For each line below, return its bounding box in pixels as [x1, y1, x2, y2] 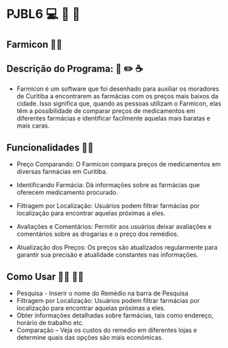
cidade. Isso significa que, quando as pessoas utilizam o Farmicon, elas [16, 99, 222, 108]
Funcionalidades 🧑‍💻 [6, 141, 94, 153]
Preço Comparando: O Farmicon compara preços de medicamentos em [16, 160, 221, 168]
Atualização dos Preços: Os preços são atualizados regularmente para [16, 243, 218, 252]
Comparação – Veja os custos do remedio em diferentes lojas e [16, 326, 198, 334]
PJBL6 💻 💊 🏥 [6, 6, 80, 22]
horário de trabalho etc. [16, 319, 85, 327]
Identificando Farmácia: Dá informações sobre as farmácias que [16, 181, 200, 189]
